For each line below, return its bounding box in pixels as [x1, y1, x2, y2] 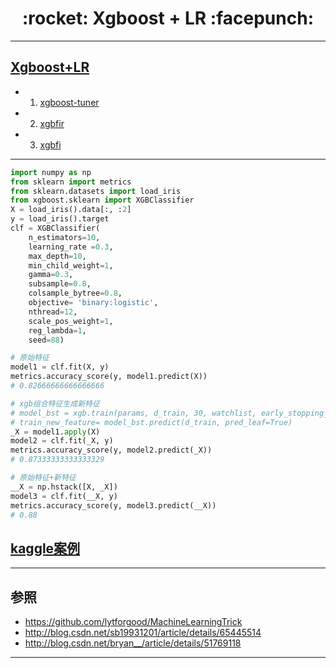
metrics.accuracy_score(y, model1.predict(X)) [10, 372, 208, 382]
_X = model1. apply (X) [10, 427, 101, 437]
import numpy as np [10, 167, 92, 177]
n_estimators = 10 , [28, 232, 101, 242]
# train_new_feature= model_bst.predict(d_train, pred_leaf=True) [10, 417, 293, 427]
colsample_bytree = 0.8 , [28, 288, 123, 299]
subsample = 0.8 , [28, 279, 92, 289]
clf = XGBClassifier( [10, 223, 101, 233]
